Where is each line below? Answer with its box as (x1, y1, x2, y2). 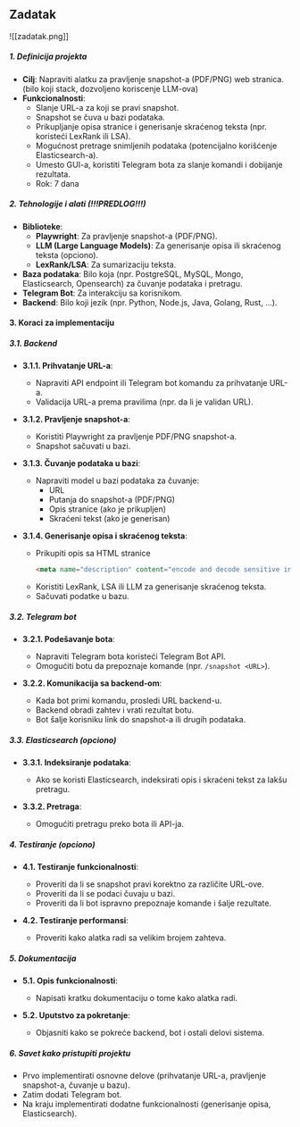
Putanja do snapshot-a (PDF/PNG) (48, 495, 176, 505)
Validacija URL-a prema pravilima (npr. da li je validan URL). (35, 397, 254, 407)
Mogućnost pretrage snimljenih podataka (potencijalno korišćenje (35, 140, 278, 151)
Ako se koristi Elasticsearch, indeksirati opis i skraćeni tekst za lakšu (35, 774, 287, 785)
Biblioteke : (21, 221, 63, 231)
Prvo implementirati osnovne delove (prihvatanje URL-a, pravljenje (21, 1071, 266, 1081)
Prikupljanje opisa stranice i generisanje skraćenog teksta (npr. (35, 121, 268, 132)
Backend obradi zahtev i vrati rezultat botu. (35, 705, 195, 715)
